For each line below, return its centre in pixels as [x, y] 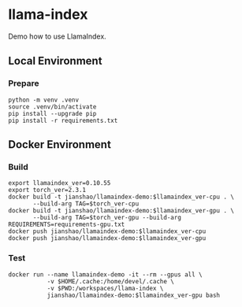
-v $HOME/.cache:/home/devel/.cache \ [111, 281]
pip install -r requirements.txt [63, 120]
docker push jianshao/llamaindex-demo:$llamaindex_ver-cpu [107, 231]
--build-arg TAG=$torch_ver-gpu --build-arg [107, 218]
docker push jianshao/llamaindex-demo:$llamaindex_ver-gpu [107, 239]
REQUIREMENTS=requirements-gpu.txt [67, 225]
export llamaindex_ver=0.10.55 [60, 183]
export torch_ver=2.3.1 [47, 190]
